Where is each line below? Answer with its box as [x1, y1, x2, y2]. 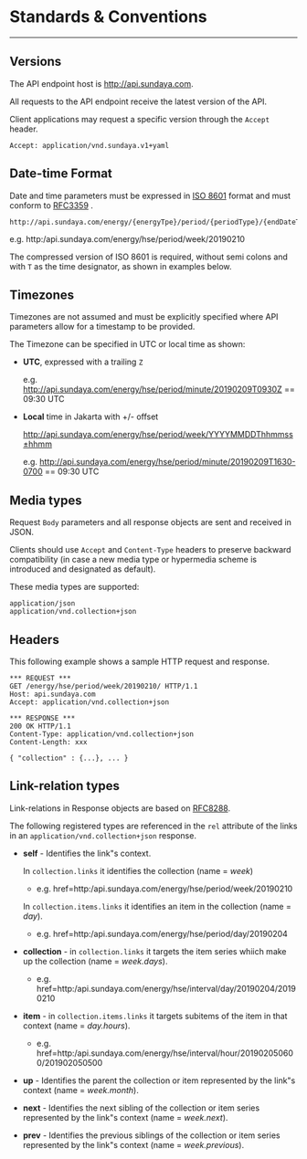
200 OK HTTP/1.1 [9, 722, 71, 731]
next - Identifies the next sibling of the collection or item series [22, 1102, 260, 1113]
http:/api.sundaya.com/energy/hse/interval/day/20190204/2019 [57, 983, 297, 994]
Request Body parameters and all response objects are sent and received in [9, 517, 292, 528]
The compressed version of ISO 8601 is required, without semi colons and [9, 251, 288, 262]
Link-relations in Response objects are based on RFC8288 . [9, 802, 231, 814]
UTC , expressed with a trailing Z [22, 356, 143, 367]
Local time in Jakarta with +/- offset [22, 411, 159, 422]
